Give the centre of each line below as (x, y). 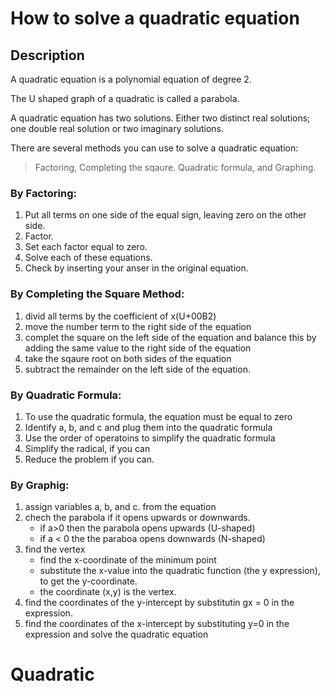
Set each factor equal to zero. (86, 247)
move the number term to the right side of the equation (138, 326)
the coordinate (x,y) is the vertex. (108, 592)
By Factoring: (44, 193)
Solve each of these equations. (88, 258)
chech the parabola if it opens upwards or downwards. (137, 518)
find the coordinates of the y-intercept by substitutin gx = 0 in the (159, 603)
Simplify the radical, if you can (87, 448)
